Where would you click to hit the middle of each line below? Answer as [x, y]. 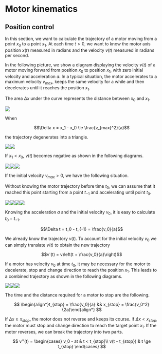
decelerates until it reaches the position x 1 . [48, 88]
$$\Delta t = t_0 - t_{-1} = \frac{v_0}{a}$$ [82, 229]
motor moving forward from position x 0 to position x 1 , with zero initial [74, 70]
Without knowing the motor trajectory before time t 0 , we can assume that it [80, 187]
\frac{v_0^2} [137, 305]
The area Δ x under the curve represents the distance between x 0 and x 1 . [78, 99]
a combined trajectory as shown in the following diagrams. [64, 276]
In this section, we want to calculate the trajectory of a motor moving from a [81, 39]
